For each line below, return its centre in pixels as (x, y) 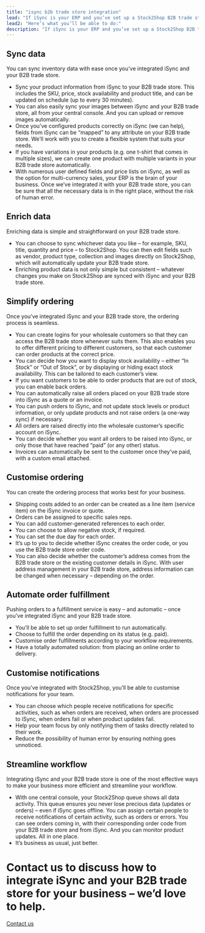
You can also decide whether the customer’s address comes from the (103, 556)
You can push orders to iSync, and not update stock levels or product (102, 406)
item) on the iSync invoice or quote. (60, 510)
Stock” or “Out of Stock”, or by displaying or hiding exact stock (94, 367)
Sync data (26, 54)
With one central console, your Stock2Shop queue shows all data (97, 797)
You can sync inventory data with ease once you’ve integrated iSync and (98, 69)
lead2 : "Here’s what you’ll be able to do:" (64, 23)
